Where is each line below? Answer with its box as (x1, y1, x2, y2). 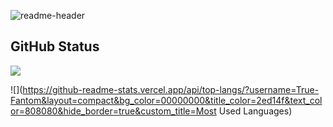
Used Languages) (218, 105, 293, 117)
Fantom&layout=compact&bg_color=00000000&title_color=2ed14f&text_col (10, 94, 323, 106)
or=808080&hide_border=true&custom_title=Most (10, 105, 217, 117)
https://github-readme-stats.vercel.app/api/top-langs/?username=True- (22, 83, 320, 95)
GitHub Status (10, 38, 100, 55)
